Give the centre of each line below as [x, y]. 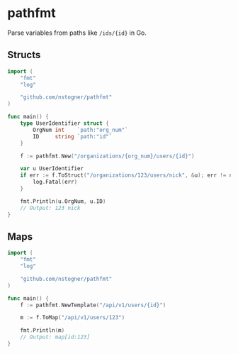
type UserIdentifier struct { [65, 123]
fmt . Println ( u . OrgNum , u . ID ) [63, 201]
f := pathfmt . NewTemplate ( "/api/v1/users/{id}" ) [93, 305]
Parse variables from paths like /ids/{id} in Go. [77, 33]
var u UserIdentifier [52, 169]
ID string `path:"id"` [73, 136]
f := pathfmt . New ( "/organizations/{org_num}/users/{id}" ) [107, 156]
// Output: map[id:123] [55, 337]
